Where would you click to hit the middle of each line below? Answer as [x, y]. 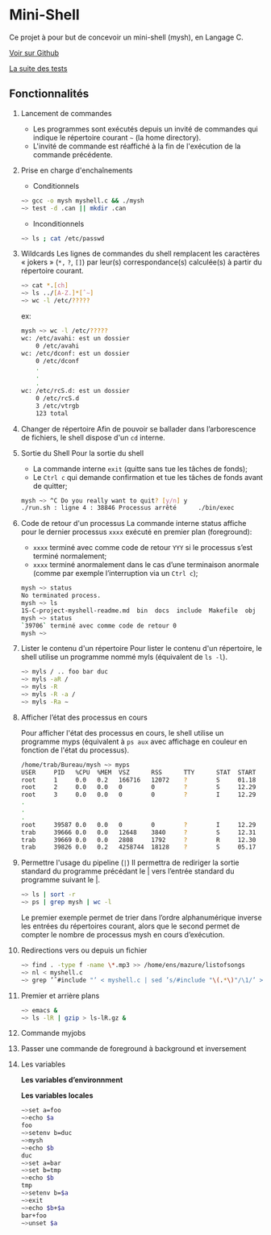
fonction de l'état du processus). [75, 750]
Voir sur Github [34, 52]
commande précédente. [73, 154]
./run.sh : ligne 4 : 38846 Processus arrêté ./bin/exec [127, 508]
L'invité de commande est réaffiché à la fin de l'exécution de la [137, 146]
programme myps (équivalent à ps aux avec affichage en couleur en [134, 741]
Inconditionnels [58, 223]
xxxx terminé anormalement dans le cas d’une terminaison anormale [146, 565]
